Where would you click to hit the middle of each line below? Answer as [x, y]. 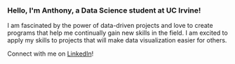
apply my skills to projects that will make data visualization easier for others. [117, 40]
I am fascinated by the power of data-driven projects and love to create [110, 26]
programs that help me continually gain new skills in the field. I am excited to [117, 33]
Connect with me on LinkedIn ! [51, 54]
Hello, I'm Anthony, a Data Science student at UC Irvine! [104, 10]
